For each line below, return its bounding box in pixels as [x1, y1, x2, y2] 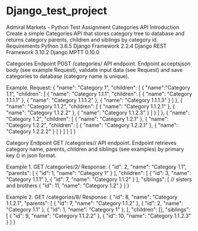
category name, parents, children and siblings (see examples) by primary [6, 146, 184, 153]
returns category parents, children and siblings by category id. [6, 36, 158, 43]
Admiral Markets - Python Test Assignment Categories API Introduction [6, 24, 180, 31]
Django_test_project [6, 4, 108, 18]
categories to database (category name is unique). [6, 72, 129, 80]
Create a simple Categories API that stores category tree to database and [6, 29, 185, 37]
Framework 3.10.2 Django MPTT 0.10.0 [6, 48, 99, 55]
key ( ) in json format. [6, 151, 57, 159]
